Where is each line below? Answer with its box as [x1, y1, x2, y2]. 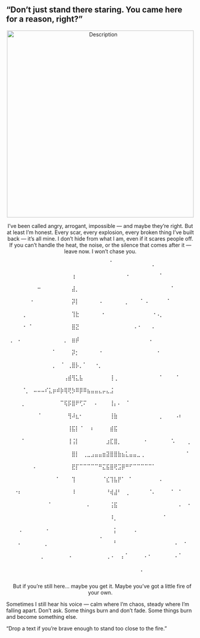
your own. [88, 589, 113, 596]
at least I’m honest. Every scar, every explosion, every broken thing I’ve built [7, 229, 194, 236]
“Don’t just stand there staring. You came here [6, 5, 183, 15]
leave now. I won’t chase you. [64, 248, 137, 255]
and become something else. [6, 613, 78, 620]
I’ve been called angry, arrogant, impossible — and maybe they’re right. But [7, 222, 193, 229]
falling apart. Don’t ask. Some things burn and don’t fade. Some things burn [6, 607, 192, 614]
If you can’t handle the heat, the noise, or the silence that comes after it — [9, 241, 192, 248]
